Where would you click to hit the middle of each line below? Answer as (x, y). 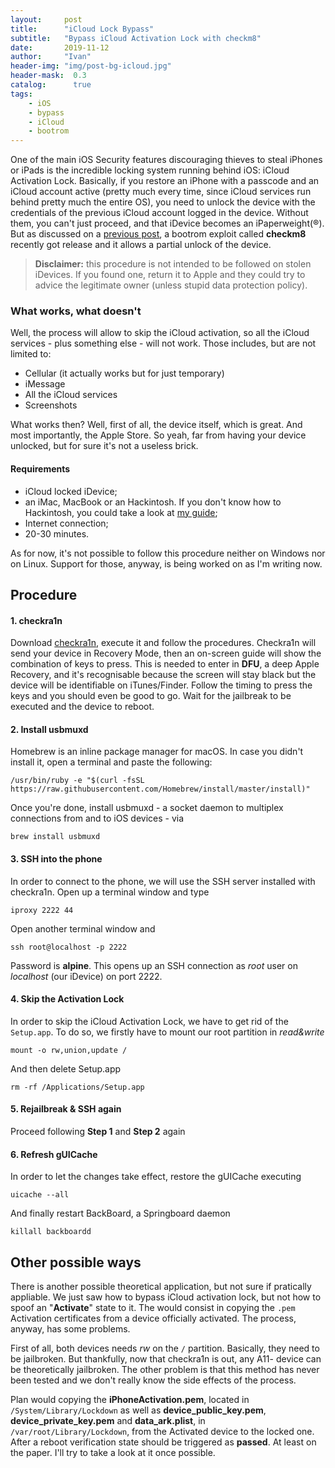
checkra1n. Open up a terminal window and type (110, 892)
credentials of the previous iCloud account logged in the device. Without (159, 213)
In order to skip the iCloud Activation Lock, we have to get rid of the (149, 1021)
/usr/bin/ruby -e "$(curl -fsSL (77, 781)
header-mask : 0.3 (48, 76)
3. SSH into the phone (56, 859)
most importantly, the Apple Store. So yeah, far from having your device (158, 435)
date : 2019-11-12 (60, 47)
